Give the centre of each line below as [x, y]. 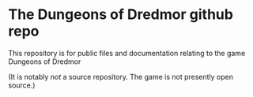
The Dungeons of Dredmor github [121, 15]
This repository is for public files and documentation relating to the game [127, 53]
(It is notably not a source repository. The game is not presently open [121, 76]
